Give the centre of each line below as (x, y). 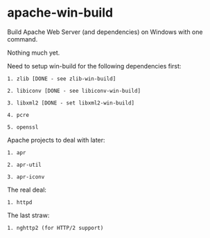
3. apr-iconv (26, 177)
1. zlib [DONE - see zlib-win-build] (62, 79)
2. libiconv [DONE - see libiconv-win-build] (74, 91)
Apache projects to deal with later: (56, 140)
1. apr (17, 153)
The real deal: (27, 190)
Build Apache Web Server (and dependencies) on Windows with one (105, 32)
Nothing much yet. (34, 53)
